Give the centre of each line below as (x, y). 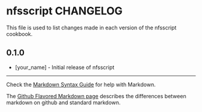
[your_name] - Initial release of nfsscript (65, 67)
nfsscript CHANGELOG (65, 11)
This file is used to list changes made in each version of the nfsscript (91, 28)
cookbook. (20, 34)
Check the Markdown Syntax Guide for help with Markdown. (81, 84)
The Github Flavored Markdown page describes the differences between (96, 96)
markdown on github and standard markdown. (63, 102)
